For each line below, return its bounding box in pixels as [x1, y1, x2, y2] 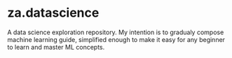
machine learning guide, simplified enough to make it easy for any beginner [7, 35, 226, 43]
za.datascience [7, 5, 100, 21]
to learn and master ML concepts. [7, 43, 105, 51]
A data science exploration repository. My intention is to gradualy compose [7, 28, 224, 36]
